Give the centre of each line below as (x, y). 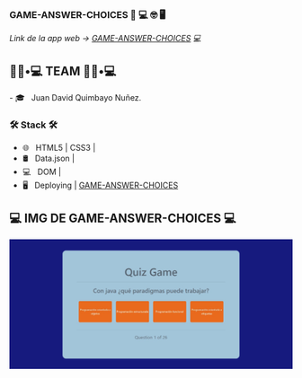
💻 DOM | (42, 172)
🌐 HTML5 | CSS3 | (59, 148)
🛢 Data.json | (48, 158)
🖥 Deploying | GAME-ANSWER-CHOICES (100, 185)
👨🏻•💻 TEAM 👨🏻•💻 (63, 71)
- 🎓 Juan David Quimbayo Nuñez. (75, 98)
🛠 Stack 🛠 (34, 125)
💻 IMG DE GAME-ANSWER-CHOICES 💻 (123, 218)
